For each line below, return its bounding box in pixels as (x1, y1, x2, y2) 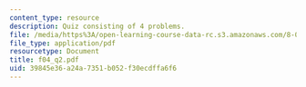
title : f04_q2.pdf (9, 55, 79, 64)
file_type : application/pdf (9, 38, 117, 48)
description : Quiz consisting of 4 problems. (9, 22, 185, 31)
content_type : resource (9, 13, 100, 23)
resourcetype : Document (9, 47, 100, 56)
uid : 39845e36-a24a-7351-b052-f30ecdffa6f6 (9, 64, 178, 73)
